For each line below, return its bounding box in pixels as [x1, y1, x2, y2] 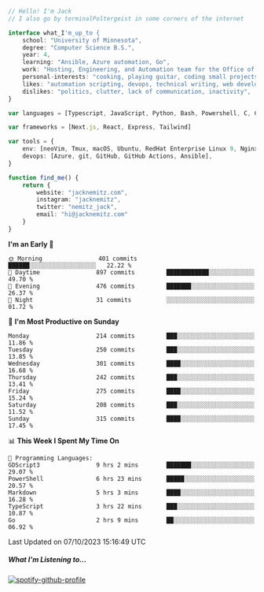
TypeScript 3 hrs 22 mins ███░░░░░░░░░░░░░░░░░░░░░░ [8, 502, 255, 510]
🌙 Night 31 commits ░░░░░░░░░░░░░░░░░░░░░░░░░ [8, 296, 255, 303]
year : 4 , [22, 51, 51, 59]
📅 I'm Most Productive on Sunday [8, 316, 119, 326]
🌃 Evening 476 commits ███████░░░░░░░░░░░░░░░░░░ [8, 282, 255, 290]
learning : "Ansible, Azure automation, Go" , [22, 58, 170, 66]
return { [22, 181, 51, 189]
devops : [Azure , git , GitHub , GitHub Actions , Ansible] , [22, 152, 213, 160]
